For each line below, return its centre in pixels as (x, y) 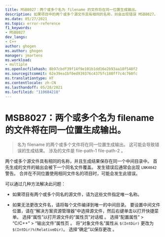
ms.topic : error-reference (33, 23)
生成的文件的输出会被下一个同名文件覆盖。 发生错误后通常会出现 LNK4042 (83, 167)
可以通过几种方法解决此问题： (35, 184)
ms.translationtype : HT (30, 78)
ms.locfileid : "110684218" (33, 92)
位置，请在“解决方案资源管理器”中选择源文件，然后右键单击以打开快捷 (83, 211)
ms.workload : (18, 60)
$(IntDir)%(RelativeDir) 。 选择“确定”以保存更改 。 (65, 230)
